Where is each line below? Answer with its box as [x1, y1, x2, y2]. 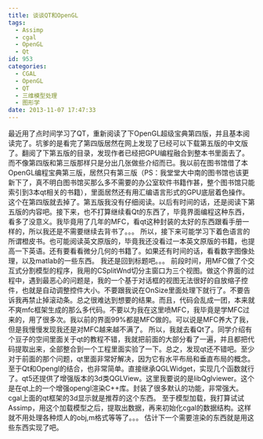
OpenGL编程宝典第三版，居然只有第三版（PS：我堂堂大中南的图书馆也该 [8, 168, 243, 177]
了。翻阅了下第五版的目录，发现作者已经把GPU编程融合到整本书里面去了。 [8, 148, 249, 158]
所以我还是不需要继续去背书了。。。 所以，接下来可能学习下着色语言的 [28, 227, 250, 236]
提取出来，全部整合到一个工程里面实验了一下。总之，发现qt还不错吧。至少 [14, 344, 255, 354]
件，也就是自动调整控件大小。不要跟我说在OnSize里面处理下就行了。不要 [8, 285, 244, 295]
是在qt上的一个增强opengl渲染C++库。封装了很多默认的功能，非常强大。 [8, 383, 243, 393]
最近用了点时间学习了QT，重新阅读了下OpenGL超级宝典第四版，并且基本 [8, 129, 243, 138]
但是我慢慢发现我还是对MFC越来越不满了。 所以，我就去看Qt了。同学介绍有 [8, 325, 253, 334]
